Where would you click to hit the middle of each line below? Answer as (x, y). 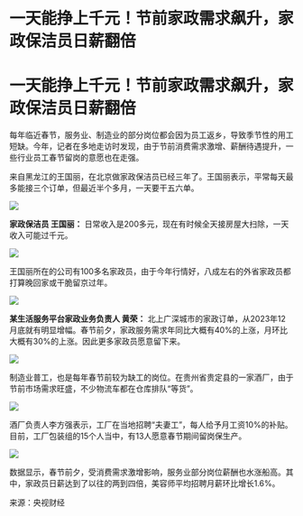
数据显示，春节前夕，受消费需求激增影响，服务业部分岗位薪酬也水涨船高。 (147, 472)
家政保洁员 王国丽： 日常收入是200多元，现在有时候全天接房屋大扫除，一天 (149, 224)
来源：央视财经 (37, 502)
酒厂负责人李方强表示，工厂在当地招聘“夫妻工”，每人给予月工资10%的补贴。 (151, 425)
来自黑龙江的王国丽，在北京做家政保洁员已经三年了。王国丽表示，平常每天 (147, 177)
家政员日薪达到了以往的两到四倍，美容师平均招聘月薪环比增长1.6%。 (152, 484)
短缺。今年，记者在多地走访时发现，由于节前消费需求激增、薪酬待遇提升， (147, 146)
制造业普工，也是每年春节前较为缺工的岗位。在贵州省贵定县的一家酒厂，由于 (151, 378)
